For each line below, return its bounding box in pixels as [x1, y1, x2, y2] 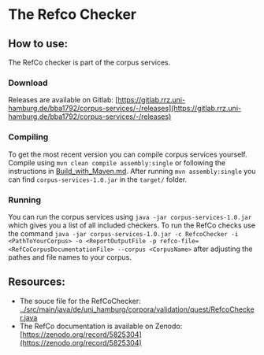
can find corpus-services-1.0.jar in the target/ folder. [8, 175, 188, 184]
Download [8, 77, 49, 88]
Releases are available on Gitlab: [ [8, 95, 118, 105]
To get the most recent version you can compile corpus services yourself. [8, 150, 247, 159]
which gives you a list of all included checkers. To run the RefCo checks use [8, 220, 256, 230]
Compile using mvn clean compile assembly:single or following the [8, 157, 226, 167]
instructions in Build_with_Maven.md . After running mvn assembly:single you [8, 166, 256, 176]
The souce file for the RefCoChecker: [19, 296, 142, 305]
